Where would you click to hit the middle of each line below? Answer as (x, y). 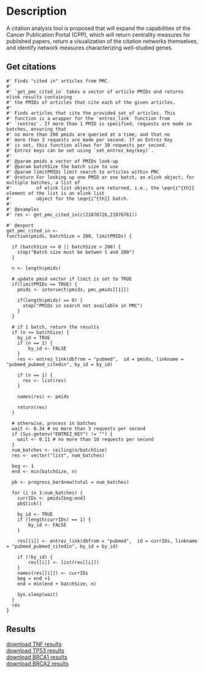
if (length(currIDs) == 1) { (54, 520)
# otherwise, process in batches (54, 423)
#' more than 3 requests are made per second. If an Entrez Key (90, 140)
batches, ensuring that (37, 129)
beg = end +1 (34, 578)
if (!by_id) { (35, 557)
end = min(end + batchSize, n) (57, 584)
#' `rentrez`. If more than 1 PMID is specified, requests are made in (99, 123)
